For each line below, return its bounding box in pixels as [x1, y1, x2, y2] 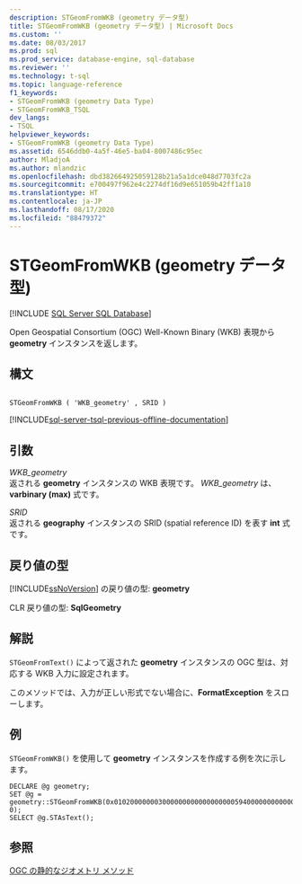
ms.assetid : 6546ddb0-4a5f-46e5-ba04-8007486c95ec [9, 146, 203, 155]
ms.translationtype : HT [9, 189, 99, 198]
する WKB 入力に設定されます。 [16, 667, 134, 678]
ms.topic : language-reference [9, 80, 123, 89]
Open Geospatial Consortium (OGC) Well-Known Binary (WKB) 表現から [9, 326, 276, 337]
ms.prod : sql [9, 47, 58, 56]
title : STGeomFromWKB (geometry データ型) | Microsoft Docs [9, 22, 234, 31]
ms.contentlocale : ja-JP [9, 197, 102, 207]
